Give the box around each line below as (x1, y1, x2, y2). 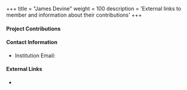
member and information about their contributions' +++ (6, 11, 142, 18)
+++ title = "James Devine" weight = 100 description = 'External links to (6, 5, 182, 12)
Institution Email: (14, 52, 55, 59)
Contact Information (6, 39, 58, 46)
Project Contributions (6, 25, 61, 32)
